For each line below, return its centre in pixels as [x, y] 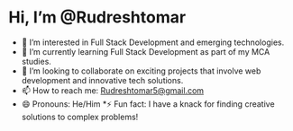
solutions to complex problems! [80, 117]
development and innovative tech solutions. [102, 80]
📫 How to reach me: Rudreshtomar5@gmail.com [113, 90]
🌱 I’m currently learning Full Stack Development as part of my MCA [146, 51]
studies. [36, 61]
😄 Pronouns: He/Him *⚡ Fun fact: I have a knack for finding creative [148, 104]
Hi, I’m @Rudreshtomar [97, 17]
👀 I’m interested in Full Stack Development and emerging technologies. [153, 42]
